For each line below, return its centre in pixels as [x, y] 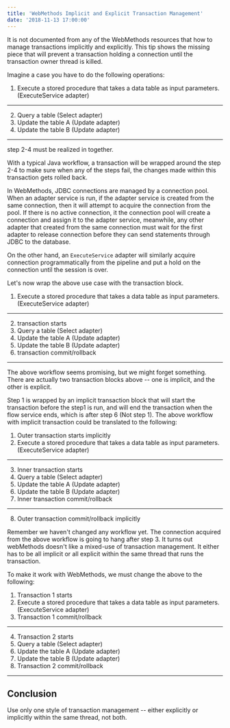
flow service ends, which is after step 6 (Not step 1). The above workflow [110, 414]
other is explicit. [30, 387]
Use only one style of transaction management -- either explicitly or [103, 710]
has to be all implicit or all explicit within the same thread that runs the [105, 554]
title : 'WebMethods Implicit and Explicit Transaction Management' [105, 13]
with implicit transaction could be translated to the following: [92, 422]
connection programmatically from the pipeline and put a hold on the [104, 262]
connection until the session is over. [57, 269]
